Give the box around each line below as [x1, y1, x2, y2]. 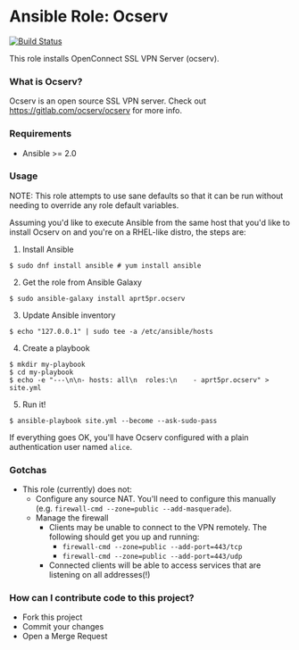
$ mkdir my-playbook [9, 360, 87, 369]
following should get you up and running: [48, 531, 200, 542]
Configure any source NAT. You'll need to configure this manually [35, 494, 277, 504]
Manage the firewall [35, 512, 109, 523]
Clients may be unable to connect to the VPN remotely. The [48, 522, 268, 533]
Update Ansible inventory [21, 310, 116, 321]
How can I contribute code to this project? [9, 592, 195, 604]
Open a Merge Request [21, 631, 108, 642]
